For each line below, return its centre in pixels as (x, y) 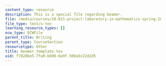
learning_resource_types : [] (35, 28)
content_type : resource (30, 10)
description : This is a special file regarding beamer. (64, 14)
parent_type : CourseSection (34, 42)
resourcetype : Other (26, 47)
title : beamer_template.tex (34, 51)
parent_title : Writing (28, 38)
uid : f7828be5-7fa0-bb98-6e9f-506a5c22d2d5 (51, 56)
